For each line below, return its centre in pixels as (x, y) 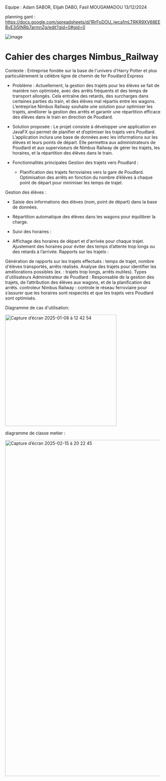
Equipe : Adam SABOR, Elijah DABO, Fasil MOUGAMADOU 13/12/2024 (76, 7)
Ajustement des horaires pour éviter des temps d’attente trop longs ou (83, 246)
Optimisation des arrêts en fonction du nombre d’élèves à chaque (86, 177)
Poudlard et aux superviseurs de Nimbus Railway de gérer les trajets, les (86, 148)
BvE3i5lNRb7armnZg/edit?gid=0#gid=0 (45, 27)
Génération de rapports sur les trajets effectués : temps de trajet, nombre (80, 261)
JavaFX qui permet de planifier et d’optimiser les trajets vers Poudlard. (84, 132)
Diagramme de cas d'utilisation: (37, 308)
